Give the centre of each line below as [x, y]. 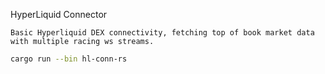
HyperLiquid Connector [59, 14]
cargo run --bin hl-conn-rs [69, 59]
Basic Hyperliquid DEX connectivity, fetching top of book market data [162, 33]
